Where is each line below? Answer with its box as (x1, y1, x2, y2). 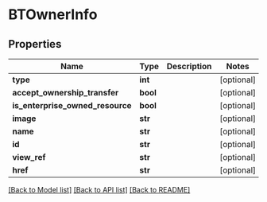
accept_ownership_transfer (12, 87, 119, 98)
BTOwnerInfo (8, 6, 98, 24)
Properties (8, 37, 62, 51)
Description (166, 61, 212, 72)
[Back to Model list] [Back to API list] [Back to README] (8, 185, 191, 194)
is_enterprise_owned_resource (12, 100, 133, 111)
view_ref (12, 152, 46, 162)
